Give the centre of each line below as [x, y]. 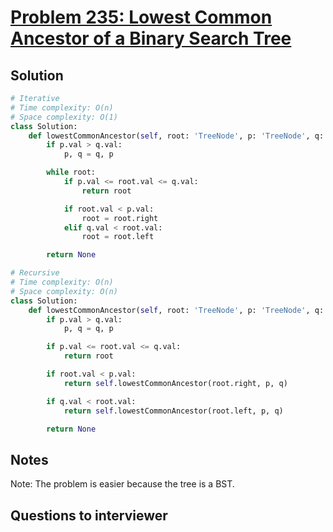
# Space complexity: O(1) [64, 117]
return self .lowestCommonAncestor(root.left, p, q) [173, 411]
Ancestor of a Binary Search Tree [151, 38]
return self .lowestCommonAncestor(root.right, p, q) [175, 383]
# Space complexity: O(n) [64, 291]
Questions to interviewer [89, 515]
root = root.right [120, 218]
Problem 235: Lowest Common [141, 17]
